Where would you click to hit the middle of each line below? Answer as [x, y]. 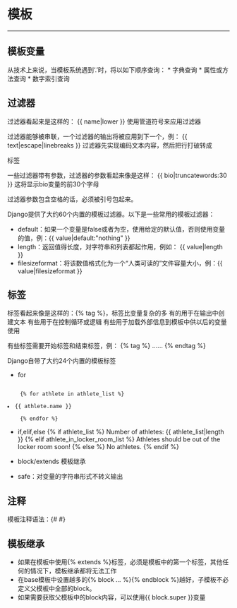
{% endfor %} [39, 419]
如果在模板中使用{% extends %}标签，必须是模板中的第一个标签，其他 [120, 562]
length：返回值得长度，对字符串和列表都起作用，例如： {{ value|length [120, 246]
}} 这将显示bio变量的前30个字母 [53, 184]
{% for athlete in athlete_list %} [72, 394]
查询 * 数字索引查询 [41, 78]
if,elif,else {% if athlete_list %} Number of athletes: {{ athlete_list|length [121, 432]
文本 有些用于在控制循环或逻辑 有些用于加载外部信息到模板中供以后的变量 [120, 322]
